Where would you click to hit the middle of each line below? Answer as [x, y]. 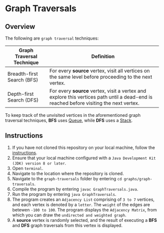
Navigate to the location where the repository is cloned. [68, 173]
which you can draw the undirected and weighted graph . [69, 215]
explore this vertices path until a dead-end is [101, 97]
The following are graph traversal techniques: [52, 38]
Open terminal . [28, 168]
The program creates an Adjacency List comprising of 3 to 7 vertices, [83, 199]
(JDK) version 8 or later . [39, 163]
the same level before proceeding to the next [101, 77]
